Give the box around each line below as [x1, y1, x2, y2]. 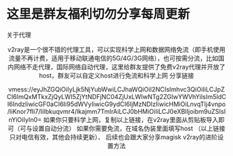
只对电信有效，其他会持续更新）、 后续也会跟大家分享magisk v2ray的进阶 [9, 132, 218, 141]
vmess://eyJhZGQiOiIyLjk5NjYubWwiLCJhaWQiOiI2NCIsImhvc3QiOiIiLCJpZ [8, 85, 225, 94]
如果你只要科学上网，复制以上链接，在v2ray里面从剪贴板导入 [43, 115, 219, 123]
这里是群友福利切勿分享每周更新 [6, 6, 190, 22]
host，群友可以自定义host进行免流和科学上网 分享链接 [38, 71, 195, 80]
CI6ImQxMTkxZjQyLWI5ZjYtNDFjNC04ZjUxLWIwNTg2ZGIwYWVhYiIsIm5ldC [6, 92, 227, 101]
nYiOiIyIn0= [8, 115, 43, 123]
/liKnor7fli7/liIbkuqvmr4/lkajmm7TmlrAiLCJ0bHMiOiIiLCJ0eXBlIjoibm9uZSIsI [7, 107, 226, 115]
